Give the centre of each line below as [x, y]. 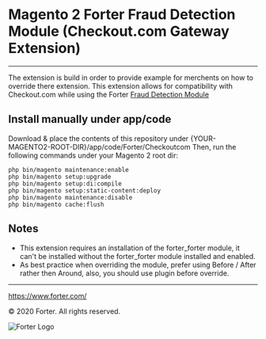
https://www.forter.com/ [47, 295]
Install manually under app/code [90, 119]
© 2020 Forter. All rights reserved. [65, 311]
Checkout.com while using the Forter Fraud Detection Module [109, 94]
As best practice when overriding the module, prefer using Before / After [138, 265]
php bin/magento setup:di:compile [65, 184]
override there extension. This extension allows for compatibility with [121, 86]
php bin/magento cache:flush [56, 204]
